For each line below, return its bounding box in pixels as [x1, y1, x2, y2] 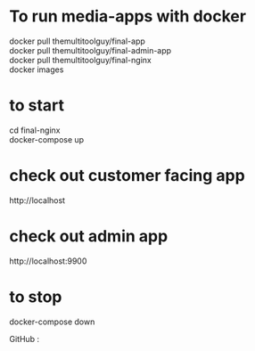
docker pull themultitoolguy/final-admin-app [9, 45, 172, 55]
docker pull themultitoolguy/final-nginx [9, 54, 152, 65]
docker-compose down [9, 316, 95, 327]
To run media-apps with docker [9, 6, 247, 27]
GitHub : [9, 333, 40, 344]
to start [9, 95, 65, 116]
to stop [9, 287, 62, 306]
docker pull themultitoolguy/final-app [9, 36, 145, 46]
